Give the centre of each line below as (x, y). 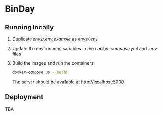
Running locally (30, 27)
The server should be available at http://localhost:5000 (68, 82)
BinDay (20, 9)
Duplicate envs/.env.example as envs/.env (55, 39)
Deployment (24, 97)
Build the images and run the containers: (53, 63)
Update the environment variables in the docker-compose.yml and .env (84, 48)
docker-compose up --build (40, 72)
